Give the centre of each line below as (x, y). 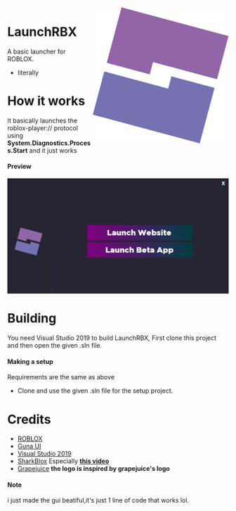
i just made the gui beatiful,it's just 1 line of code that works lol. (98, 500)
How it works (46, 101)
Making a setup (31, 361)
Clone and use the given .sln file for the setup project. (95, 391)
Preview (19, 166)
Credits (29, 419)
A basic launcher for (37, 51)
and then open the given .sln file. (55, 346)
